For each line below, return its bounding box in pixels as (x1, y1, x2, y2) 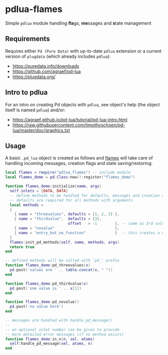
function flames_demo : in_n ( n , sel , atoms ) (5, 336, 95, 341)
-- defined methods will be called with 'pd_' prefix (5, 258, 120, 263)
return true (9, 244, 35, 249)
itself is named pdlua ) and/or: (5, 107, 65, 113)
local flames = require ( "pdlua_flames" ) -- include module (5, 170, 131, 175)
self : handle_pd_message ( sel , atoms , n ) (9, 341, 93, 346)
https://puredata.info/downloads (12, 63, 79, 69)
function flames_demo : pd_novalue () (5, 299, 79, 304)
